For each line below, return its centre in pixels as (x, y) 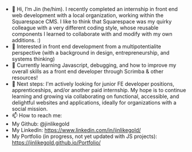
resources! (25, 77)
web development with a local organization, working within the (87, 15)
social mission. (30, 109)
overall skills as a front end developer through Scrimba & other (87, 71)
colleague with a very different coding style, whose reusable (85, 28)
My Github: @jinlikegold (40, 124)
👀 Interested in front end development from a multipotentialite (86, 46)
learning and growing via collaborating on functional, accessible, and (95, 96)
